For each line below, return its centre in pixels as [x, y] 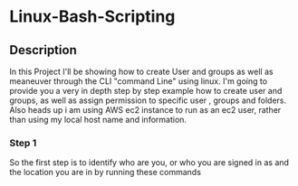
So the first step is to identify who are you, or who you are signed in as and [149, 163]
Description [43, 50]
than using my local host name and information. [98, 120]
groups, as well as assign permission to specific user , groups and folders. [148, 100]
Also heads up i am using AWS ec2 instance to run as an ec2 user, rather [145, 110]
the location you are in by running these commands [106, 172]
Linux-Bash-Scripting [92, 17]
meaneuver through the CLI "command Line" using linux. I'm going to [139, 81]
